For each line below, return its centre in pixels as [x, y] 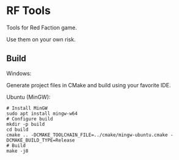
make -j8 [17, 151]
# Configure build [30, 119]
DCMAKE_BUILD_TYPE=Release [41, 140]
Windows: [19, 73]
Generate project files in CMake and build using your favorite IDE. [89, 85]
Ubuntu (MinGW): [28, 97]
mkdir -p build [26, 124]
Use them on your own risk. [41, 39]
